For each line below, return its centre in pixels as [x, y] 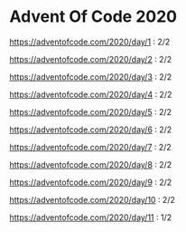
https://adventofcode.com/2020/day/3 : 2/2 [91, 77]
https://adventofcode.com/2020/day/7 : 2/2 [90, 147]
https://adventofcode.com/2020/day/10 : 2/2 [93, 199]
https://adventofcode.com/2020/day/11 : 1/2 [91, 217]
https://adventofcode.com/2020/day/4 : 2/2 [91, 94]
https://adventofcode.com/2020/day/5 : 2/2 [90, 111]
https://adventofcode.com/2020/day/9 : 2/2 [91, 182]
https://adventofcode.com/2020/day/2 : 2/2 [91, 59]
